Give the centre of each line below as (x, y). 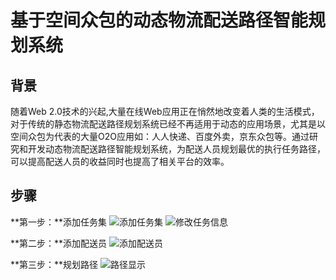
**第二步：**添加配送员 (59, 243)
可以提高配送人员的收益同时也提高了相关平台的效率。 (120, 161)
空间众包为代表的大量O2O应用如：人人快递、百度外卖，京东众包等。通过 (160, 136)
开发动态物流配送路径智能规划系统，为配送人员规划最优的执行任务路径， (176, 149)
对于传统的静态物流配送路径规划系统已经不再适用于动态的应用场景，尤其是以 (168, 124)
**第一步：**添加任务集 (59, 222)
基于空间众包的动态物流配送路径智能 (159, 20)
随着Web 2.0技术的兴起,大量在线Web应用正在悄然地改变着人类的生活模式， (165, 111)
